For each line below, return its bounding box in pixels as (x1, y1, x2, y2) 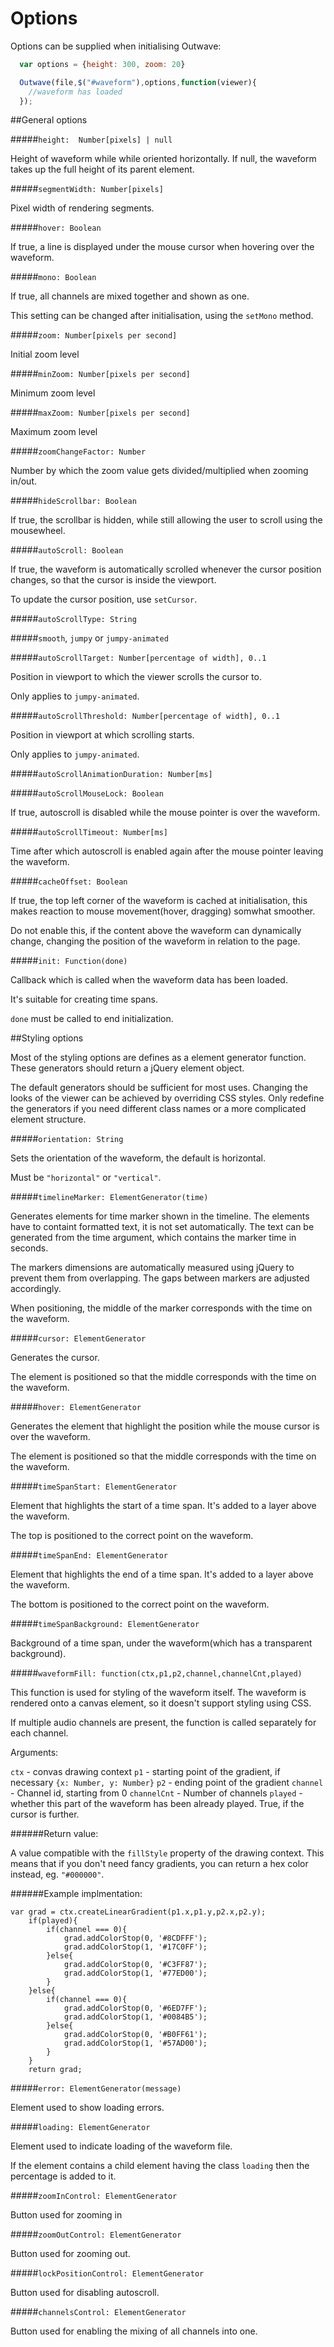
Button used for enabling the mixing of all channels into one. (10, 2325, 258, 2337)
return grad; (28, 2065, 83, 2075)
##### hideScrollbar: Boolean (10, 495, 137, 507)
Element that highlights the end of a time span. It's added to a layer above (10, 1568, 314, 1581)
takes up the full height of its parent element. (10, 163, 195, 176)
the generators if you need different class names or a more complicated (10, 1103, 307, 1115)
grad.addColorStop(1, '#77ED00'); (63, 1968, 208, 1979)
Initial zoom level (10, 348, 80, 361)
